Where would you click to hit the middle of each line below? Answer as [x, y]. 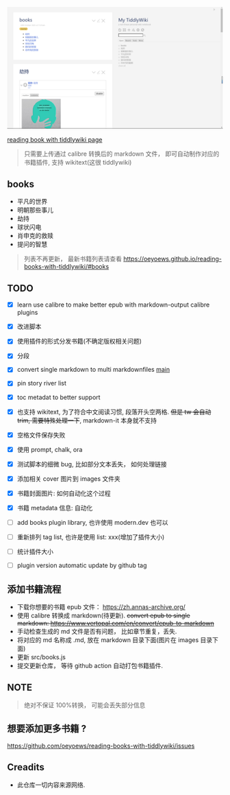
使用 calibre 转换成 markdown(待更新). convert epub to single [103, 616]
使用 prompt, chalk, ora [50, 449]
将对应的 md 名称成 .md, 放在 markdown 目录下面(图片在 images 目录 [115, 640]
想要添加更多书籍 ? [47, 729]
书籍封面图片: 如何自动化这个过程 [64, 493]
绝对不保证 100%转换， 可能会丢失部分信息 [85, 705]
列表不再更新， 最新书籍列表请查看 [73, 259]
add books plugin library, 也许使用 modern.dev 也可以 [93, 522]
